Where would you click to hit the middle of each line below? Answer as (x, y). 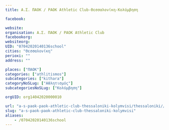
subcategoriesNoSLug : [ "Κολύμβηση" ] (44, 88)
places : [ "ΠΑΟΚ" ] (23, 69)
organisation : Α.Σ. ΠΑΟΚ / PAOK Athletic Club (55, 32)
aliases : (14, 115)
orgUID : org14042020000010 (33, 97)
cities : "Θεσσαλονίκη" (29, 51)
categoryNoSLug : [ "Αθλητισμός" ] (39, 83)
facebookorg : (19, 37)
